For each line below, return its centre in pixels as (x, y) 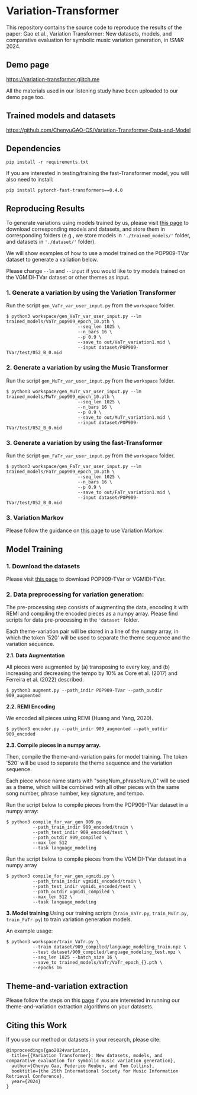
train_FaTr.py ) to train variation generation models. (69, 919)
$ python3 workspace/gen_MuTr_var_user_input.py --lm (74, 391)
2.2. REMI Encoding (31, 706)
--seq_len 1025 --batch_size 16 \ (75, 957)
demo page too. (25, 97)
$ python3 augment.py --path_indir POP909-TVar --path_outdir (84, 690)
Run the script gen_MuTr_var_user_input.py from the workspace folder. (91, 380)
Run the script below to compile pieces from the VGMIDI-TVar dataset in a (96, 859)
